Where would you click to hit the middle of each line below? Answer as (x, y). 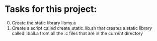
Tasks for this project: (51, 9)
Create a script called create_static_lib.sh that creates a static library (82, 28)
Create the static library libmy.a (44, 23)
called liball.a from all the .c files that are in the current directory (77, 33)
